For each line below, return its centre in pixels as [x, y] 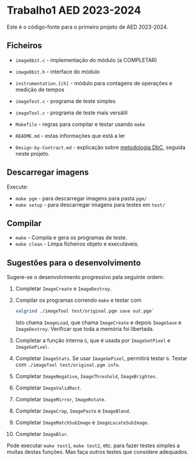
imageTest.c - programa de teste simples [65, 101]
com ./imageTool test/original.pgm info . [68, 365]
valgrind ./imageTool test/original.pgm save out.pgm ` [85, 311]
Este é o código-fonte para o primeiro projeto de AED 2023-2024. [87, 27]
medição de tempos [40, 89]
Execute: [18, 187]
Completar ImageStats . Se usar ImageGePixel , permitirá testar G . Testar [101, 358]
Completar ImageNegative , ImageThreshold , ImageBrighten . [86, 376]
